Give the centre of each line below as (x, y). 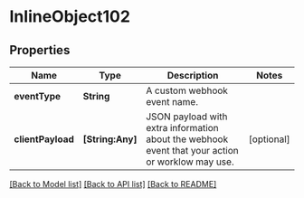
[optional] (269, 139)
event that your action (192, 151)
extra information (182, 128)
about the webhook (187, 139)
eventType (38, 96)
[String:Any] (110, 139)
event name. (172, 102)
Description (193, 75)
